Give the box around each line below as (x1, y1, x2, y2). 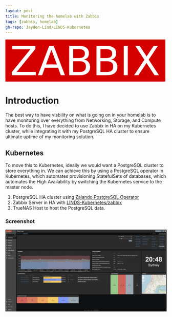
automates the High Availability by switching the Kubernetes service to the (5, 179, 162, 184)
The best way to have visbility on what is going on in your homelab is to (5, 112, 156, 118)
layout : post (5, 8, 33, 13)
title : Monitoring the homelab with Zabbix (5, 13, 100, 19)
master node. (5, 184, 33, 190)
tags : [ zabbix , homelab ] (5, 19, 58, 24)
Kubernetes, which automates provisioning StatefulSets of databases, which (5, 173, 166, 179)
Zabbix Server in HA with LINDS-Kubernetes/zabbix (12, 199, 122, 206)
